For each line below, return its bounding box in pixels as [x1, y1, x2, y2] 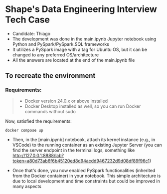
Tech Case [5, 14, 50, 25]
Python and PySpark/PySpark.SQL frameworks [12, 41, 110, 47]
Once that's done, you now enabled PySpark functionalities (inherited [12, 167, 156, 173]
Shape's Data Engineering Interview [5, 3, 157, 15]
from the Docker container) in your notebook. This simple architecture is [12, 173, 161, 179]
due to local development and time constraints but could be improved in [12, 178, 161, 184]
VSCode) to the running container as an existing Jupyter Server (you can [12, 142, 162, 148]
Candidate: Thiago [12, 30, 51, 36]
